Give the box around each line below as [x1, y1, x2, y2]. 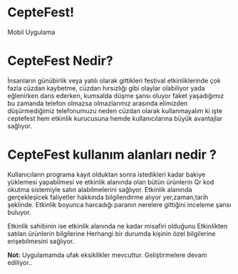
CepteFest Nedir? [7, 53, 113, 69]
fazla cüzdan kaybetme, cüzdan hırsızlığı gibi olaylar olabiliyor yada [7, 83, 205, 93]
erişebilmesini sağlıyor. [7, 236, 75, 246]
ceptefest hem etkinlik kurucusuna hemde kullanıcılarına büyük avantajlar [7, 114, 223, 122]
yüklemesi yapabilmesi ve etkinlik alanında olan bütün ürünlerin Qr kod [7, 177, 214, 186]
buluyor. [7, 208, 31, 216]
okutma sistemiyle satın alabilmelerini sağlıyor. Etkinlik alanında [7, 185, 192, 194]
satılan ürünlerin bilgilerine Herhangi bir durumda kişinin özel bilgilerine [7, 229, 216, 238]
